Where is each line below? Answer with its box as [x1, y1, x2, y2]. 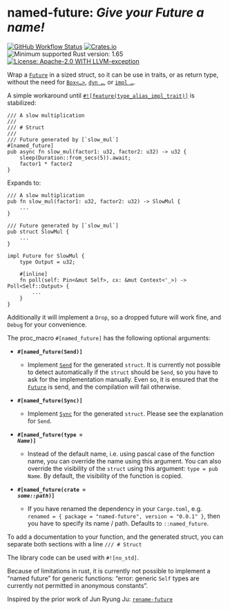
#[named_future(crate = [17, 486, 86, 493]
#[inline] [19, 270, 48, 277]
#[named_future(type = [17, 431, 83, 438]
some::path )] [17, 492, 55, 499]
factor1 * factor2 [19, 160, 73, 167]
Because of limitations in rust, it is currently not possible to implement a [7, 566, 211, 575]
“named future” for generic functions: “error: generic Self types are [7, 574, 200, 582]
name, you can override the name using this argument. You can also [27, 456, 222, 465]
